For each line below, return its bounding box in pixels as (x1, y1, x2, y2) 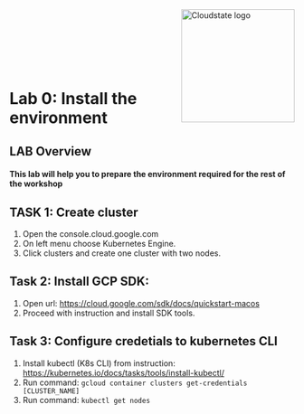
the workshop (9, 178, 63, 189)
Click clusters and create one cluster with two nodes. (22, 248, 222, 259)
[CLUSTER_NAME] (22, 386, 81, 396)
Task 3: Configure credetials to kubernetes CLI (9, 334, 279, 349)
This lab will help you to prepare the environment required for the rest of (9, 169, 286, 180)
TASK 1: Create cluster (9, 204, 138, 220)
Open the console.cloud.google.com (22, 228, 159, 239)
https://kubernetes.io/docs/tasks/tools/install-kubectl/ (22, 367, 224, 378)
